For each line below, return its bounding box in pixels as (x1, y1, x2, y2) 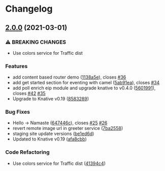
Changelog (5, 3, 53, 15)
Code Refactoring (5, 149, 50, 156)
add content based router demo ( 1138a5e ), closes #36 (12, 74, 126, 80)
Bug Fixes (5, 109, 30, 116)
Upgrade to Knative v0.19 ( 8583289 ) (12, 96, 89, 102)
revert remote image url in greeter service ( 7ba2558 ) (12, 125, 123, 131)
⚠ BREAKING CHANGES (5, 39, 67, 46)
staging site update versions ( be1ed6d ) (12, 130, 94, 137)
